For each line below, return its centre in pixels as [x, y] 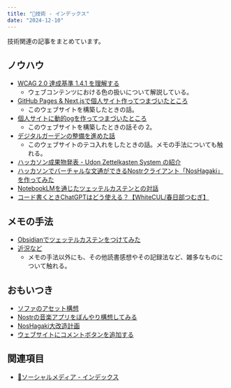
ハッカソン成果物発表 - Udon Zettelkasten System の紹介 [99, 162]
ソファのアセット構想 [48, 308]
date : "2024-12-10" [36, 20]
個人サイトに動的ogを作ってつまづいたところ [82, 118]
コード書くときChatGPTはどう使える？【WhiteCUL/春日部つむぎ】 [113, 198]
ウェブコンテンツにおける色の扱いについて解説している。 [110, 92]
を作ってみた [36, 180]
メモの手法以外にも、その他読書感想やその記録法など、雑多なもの [122, 257]
